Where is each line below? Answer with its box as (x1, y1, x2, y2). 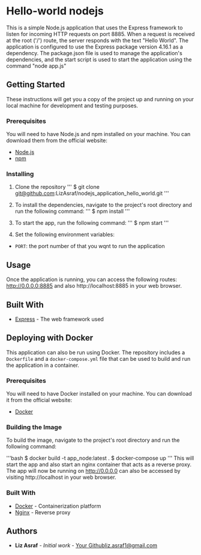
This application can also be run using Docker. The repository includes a (6, 349, 185, 356)
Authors (6, 526, 38, 536)
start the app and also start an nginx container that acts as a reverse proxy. (6, 461, 192, 468)
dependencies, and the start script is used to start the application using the (6, 56, 192, 63)
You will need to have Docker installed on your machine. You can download (6, 390, 192, 397)
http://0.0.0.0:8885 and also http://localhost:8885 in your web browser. (6, 282, 182, 289)
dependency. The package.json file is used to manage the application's (6, 49, 183, 56)
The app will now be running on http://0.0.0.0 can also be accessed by (6, 467, 181, 475)
